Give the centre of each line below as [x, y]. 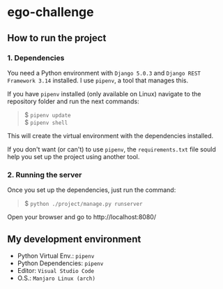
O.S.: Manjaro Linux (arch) [56, 278]
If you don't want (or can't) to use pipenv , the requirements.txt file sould [111, 149]
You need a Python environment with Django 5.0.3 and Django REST [104, 73]
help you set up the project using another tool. [74, 156]
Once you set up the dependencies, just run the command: [92, 190]
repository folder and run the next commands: [73, 101]
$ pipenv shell [46, 122]
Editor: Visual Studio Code [56, 270]
